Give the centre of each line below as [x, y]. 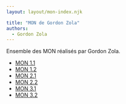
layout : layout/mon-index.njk [45, 12]
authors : [17, 28]
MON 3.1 [25, 89]
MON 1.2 [26, 70]
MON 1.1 [25, 63]
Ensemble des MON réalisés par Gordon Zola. [63, 51]
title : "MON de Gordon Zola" [43, 23]
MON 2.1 [25, 76]
